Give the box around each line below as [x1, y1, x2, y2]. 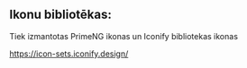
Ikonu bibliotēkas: [9, 7, 113, 22]
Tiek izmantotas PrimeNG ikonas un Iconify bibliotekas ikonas [9, 30, 239, 41]
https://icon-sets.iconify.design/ [9, 48, 129, 59]
